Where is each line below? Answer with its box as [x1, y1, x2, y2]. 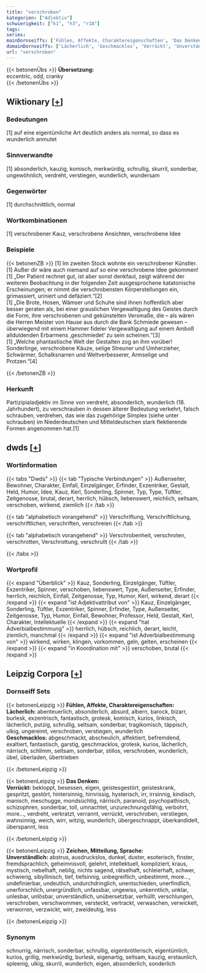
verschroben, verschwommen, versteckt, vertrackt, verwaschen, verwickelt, [6, 899, 199, 907]
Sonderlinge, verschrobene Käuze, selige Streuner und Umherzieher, [6, 344, 181, 352]
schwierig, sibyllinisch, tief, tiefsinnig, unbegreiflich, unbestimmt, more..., [6, 873, 191, 880]
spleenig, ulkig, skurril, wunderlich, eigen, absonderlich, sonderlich [6, 959, 176, 967]
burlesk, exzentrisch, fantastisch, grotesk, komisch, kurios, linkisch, [6, 714, 178, 722]
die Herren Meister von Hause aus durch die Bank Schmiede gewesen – [6, 318, 188, 326]
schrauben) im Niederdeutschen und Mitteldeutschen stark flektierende [6, 418, 188, 425]
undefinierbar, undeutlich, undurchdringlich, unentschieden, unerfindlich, [6, 880, 191, 887]
